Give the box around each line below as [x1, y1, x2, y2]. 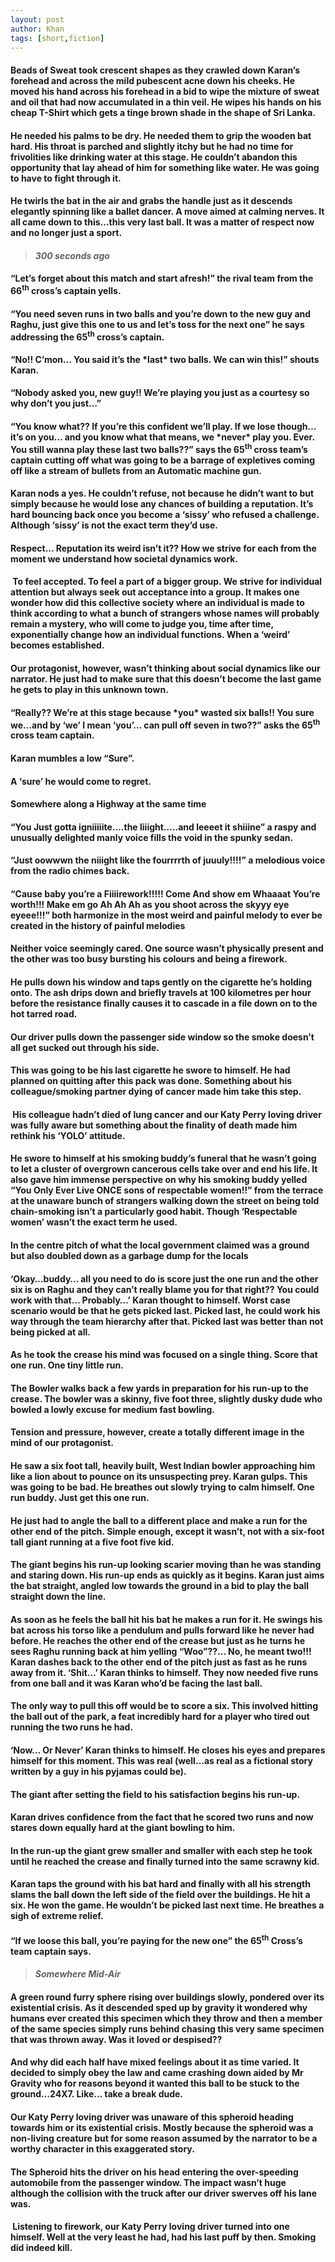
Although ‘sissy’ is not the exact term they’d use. [10, 519, 219, 531]
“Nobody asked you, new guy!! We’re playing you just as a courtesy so [10, 387, 310, 399]
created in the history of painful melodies [10, 919, 186, 931]
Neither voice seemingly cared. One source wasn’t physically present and [10, 942, 324, 955]
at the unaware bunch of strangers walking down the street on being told [10, 1195, 320, 1207]
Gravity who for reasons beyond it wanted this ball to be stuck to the [10, 2077, 300, 2090]
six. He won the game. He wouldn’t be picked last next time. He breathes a [10, 1899, 325, 1911]
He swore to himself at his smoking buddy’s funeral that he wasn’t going [10, 1152, 317, 1165]
